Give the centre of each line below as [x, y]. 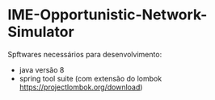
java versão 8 [42, 69]
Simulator [41, 32]
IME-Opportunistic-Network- [107, 15]
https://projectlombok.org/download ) [81, 87]
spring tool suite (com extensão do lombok [91, 78]
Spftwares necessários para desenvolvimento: [85, 54]
